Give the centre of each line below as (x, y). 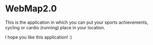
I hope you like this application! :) (39, 37)
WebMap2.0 (31, 9)
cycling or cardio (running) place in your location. (55, 27)
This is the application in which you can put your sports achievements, (77, 22)
